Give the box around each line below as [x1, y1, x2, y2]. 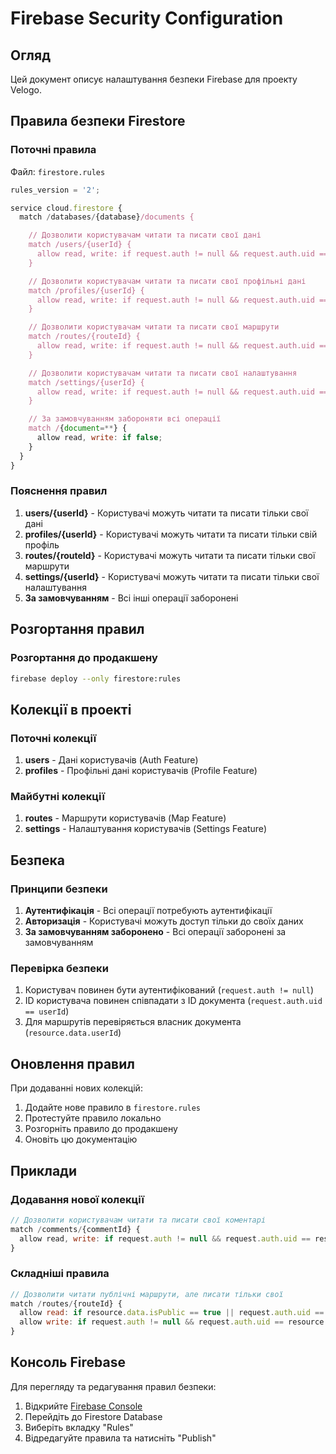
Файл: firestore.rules [10, 165, 106, 177]
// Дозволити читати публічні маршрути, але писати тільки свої [10, 1289, 284, 1299]
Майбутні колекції [10, 790, 105, 804]
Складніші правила [10, 1267, 110, 1281]
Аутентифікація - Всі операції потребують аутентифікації [24, 905, 273, 917]
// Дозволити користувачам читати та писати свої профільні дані [28, 276, 307, 286]
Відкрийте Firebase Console [24, 1400, 143, 1412]
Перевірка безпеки [10, 962, 109, 976]
